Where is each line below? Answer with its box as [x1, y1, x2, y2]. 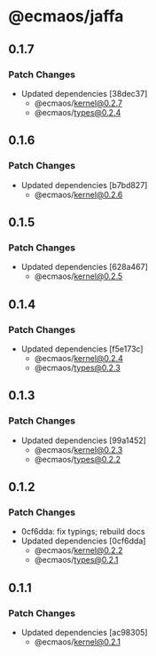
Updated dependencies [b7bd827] [20, 179, 148, 190]
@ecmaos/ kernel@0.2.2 [34, 545, 123, 556]
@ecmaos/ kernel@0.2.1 [34, 636, 121, 647]
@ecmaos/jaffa [8, 6, 124, 27]
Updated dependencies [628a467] [20, 262, 148, 273]
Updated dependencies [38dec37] [20, 88, 148, 99]
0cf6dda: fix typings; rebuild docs [20, 526, 145, 537]
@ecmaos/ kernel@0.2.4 [34, 352, 123, 363]
